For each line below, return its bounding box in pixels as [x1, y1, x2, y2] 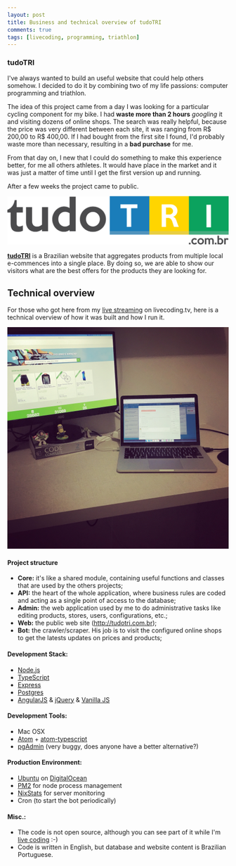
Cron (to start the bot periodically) [17, 796, 117, 805]
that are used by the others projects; [17, 581, 124, 590]
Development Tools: [7, 711, 67, 720]
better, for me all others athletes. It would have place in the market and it [7, 160, 217, 169]
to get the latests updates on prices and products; [17, 634, 163, 642]
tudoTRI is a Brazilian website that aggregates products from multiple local [7, 252, 223, 260]
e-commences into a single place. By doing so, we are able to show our [7, 259, 214, 267]
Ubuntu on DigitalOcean [17, 774, 88, 782]
